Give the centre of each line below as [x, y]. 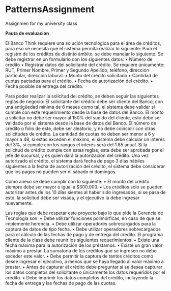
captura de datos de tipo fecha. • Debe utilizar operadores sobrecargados [83, 229]
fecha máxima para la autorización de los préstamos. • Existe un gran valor [84, 245]
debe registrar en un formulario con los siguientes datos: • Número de [79, 59]
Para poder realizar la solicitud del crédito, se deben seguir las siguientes [82, 96]
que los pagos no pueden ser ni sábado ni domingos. [61, 172]
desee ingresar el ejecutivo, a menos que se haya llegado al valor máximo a [84, 261]
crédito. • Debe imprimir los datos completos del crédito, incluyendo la [79, 277]
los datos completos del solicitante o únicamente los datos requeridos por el [85, 272]
